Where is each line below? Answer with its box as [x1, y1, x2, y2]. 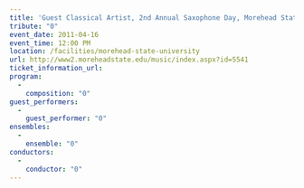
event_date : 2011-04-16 [9, 30, 100, 39]
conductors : [9, 147, 54, 156]
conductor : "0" [25, 164, 83, 174]
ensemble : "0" [25, 139, 79, 148]
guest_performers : [9, 97, 79, 107]
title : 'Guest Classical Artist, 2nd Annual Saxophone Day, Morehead [9, 13, 278, 23]
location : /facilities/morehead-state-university [9, 47, 201, 56]
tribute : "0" [9, 22, 59, 31]
